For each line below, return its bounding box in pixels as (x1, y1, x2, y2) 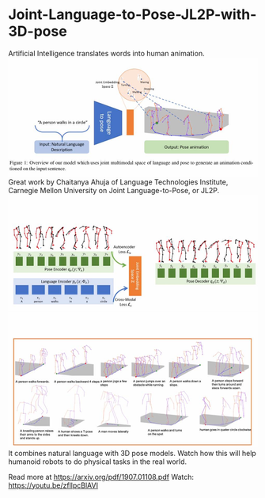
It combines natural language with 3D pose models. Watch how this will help (8, 448, 257, 458)
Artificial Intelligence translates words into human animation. (8, 48, 205, 58)
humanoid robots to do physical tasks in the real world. (8, 457, 187, 466)
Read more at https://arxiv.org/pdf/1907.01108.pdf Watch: (8, 472, 195, 481)
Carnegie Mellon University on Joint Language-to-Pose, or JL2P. (8, 186, 220, 196)
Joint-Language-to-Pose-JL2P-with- (8, 6, 257, 24)
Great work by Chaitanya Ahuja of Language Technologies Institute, (8, 177, 229, 187)
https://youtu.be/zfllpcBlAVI (8, 481, 99, 490)
